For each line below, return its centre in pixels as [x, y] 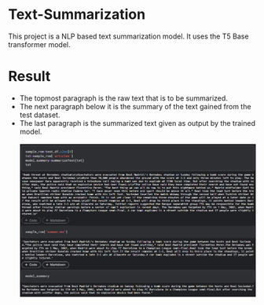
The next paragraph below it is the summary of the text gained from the [135, 106]
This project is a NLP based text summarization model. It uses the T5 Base [128, 36]
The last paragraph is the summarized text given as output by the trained [137, 123]
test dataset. [40, 115]
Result [29, 77]
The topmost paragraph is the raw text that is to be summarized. [123, 98]
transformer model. [39, 44]
